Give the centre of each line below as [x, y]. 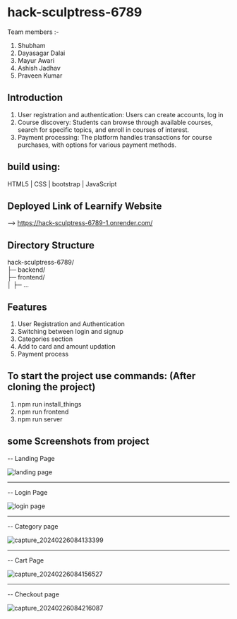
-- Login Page [28, 492]
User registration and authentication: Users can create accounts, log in [120, 114]
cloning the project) [51, 387]
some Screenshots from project [78, 441]
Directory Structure [51, 245]
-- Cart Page [26, 560]
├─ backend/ [26, 270]
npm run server [40, 419]
